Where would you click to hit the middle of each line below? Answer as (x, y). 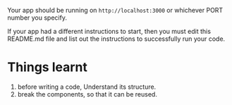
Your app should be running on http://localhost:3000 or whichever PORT (115, 10)
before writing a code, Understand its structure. (87, 87)
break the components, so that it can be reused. (87, 94)
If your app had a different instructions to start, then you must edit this (109, 31)
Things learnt (48, 67)
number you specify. (37, 18)
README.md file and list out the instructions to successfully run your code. (116, 39)
